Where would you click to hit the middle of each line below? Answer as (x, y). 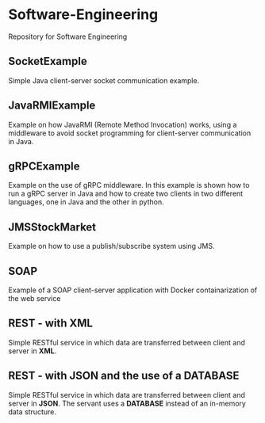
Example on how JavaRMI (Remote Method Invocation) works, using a (123, 124)
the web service (35, 298)
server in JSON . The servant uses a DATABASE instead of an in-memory (127, 403)
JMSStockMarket (52, 227)
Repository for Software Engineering (68, 36)
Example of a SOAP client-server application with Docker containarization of (133, 290)
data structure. (33, 412)
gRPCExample (44, 166)
